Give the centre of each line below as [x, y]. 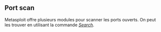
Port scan [20, 8]
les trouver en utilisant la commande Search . [50, 25]
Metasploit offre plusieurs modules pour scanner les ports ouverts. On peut [80, 19]
